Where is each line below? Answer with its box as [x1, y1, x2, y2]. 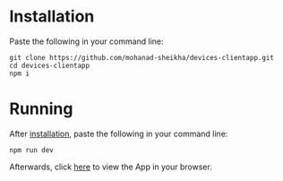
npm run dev [9, 145, 54, 154]
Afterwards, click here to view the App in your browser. [9, 161, 212, 172]
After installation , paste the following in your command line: [9, 128, 228, 139]
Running [9, 99, 73, 119]
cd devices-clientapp [9, 61, 90, 70]
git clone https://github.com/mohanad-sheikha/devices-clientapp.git [9, 53, 275, 62]
